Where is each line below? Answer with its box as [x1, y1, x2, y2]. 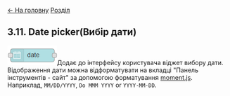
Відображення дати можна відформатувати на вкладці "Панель [7, 66, 199, 74]
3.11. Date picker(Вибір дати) [7, 26, 137, 38]
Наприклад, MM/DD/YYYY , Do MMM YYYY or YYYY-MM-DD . [7, 81, 157, 89]
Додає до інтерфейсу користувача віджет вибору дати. [57, 58, 224, 67]
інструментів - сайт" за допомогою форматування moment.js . [7, 73, 193, 81]
